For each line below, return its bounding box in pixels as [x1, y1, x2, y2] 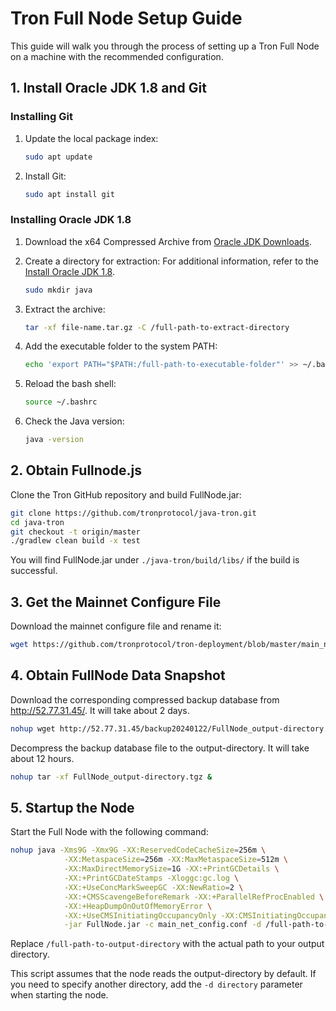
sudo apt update [24, 152, 93, 162]
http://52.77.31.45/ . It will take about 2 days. [10, 704, 190, 716]
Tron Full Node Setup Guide [10, 7, 243, 30]
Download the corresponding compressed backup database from [10, 693, 280, 706]
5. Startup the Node [10, 800, 135, 816]
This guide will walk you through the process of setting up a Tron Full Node [10, 40, 320, 52]
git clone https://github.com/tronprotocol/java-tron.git [10, 508, 257, 518]
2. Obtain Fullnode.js [10, 462, 142, 479]
